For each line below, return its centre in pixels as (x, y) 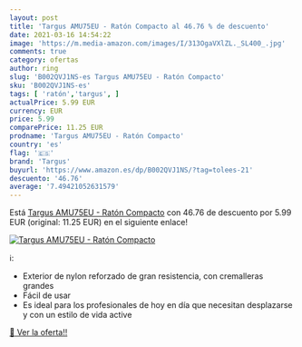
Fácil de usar (46, 295)
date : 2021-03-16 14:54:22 (60, 35)
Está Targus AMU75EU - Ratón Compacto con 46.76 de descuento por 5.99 (151, 213)
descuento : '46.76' (46, 178)
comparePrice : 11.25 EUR (56, 128)
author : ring (34, 69)
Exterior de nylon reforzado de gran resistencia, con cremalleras (143, 276)
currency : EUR (36, 111)
